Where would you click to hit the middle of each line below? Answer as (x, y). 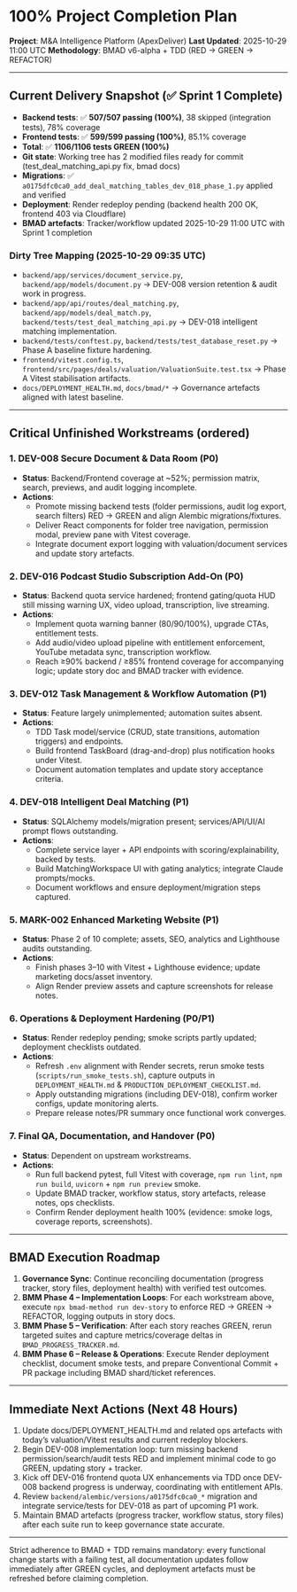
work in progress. (54, 293)
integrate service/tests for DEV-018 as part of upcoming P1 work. (140, 1506)
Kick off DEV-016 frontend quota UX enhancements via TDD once (142, 1478)
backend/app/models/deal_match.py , (87, 313)
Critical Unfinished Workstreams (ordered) (129, 433)
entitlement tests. (67, 633)
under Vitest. (58, 761)
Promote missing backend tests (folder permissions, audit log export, (161, 506)
